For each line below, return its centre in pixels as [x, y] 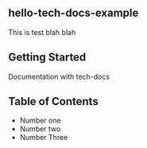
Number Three [44, 138]
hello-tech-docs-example [73, 13]
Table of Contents [54, 101]
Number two [40, 129]
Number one [40, 121]
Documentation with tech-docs [59, 76]
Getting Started [47, 58]
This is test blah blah [42, 32]
